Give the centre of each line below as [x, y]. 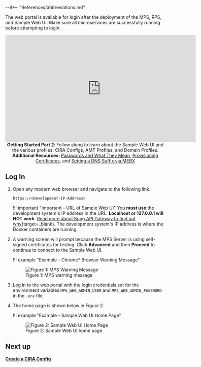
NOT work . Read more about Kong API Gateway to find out [74, 218]
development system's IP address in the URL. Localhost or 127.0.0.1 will [88, 213]
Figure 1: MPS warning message [59, 275]
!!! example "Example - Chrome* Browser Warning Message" [76, 260]
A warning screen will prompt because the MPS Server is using [78, 239]
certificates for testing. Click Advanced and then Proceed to [91, 244]
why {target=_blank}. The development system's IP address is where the [88, 224]
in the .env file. [28, 295]
